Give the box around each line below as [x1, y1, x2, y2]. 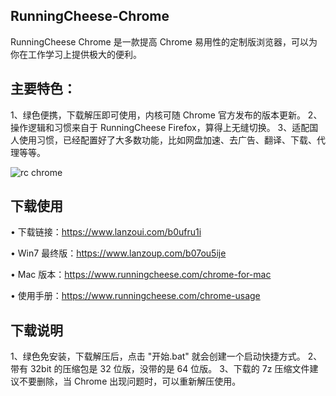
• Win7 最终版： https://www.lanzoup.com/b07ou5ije [10, 247, 227, 259]
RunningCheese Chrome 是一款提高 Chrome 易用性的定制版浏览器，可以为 [10, 35, 318, 48]
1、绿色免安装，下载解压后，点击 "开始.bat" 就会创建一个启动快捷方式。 [10, 350, 306, 363]
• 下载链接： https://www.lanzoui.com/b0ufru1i [10, 226, 202, 238]
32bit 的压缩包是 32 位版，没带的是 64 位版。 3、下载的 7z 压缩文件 [29, 363, 310, 375]
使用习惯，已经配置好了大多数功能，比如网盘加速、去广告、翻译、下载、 [18, 134, 317, 146]
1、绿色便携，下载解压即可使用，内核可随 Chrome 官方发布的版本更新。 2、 [10, 109, 323, 121]
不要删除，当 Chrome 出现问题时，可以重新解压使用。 [18, 375, 242, 388]
